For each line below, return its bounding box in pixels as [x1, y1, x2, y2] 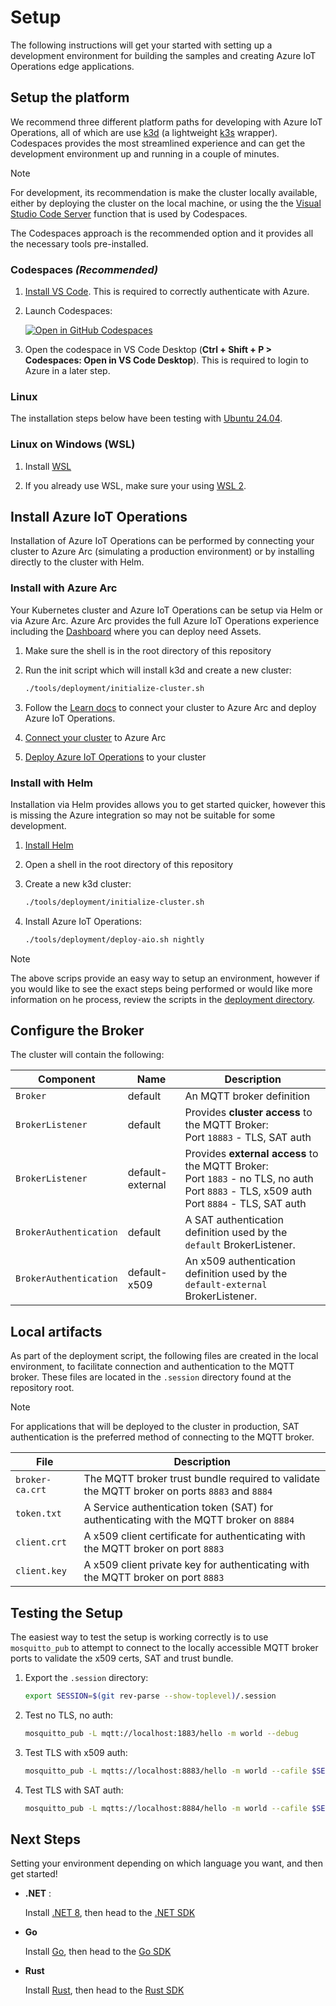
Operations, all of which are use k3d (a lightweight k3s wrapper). [10, 126, 278, 138]
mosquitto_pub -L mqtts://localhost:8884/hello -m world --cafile [24, 1803, 308, 1813]
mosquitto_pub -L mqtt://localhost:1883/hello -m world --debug [24, 1728, 299, 1738]
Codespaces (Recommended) [10, 262, 159, 276]
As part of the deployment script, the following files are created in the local [10, 1350, 319, 1362]
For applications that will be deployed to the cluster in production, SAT [10, 1421, 300, 1433]
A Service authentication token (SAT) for [83, 1501, 274, 1515]
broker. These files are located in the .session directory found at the [10, 1371, 292, 1383]
